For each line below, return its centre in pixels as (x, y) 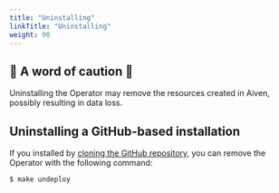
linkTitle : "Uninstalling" (60, 26)
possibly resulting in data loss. (66, 103)
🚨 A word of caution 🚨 (72, 71)
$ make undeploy (40, 179)
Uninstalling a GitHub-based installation (125, 131)
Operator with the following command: (81, 163)
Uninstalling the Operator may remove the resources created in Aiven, (139, 93)
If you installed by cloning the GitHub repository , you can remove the (138, 153)
